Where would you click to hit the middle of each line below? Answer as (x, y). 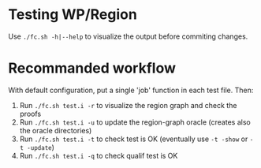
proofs (30, 114)
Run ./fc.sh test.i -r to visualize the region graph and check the (128, 105)
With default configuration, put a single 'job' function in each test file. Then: (131, 90)
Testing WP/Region (73, 15)
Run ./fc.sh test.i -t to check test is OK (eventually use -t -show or (134, 139)
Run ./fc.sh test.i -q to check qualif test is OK (99, 155)
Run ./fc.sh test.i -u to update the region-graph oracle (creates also (135, 122)
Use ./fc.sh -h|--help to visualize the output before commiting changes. (128, 36)
